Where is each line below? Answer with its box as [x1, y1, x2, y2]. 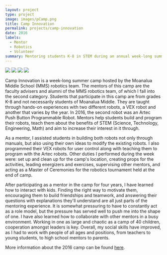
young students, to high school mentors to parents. [5, 235, 110, 241]
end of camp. [5, 172, 33, 178]
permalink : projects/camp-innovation [5, 26, 83, 31]
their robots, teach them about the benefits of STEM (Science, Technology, [5, 120, 159, 126]
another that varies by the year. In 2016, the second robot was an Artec [5, 109, 151, 115]
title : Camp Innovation [5, 21, 55, 26]
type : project [5, 12, 35, 17]
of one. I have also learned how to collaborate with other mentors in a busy [5, 214, 159, 220]
